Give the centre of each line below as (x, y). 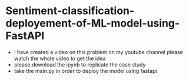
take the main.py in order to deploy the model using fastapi (85, 71)
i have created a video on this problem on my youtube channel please (98, 52)
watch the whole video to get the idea (60, 58)
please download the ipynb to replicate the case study (80, 64)
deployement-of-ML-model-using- (93, 23)
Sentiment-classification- (70, 11)
